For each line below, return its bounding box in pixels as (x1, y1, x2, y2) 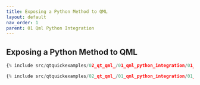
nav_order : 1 (6, 19, 39, 25)
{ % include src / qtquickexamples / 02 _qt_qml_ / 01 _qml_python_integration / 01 (6, 73, 193, 79)
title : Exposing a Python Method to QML (6, 8, 108, 15)
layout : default (6, 14, 46, 20)
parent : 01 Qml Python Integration (6, 25, 95, 31)
